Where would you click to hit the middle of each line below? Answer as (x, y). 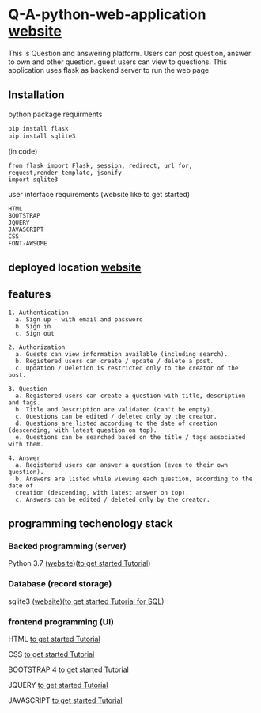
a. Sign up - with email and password (79, 319)
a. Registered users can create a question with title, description (130, 396)
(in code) (23, 151)
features (30, 294)
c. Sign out (35, 333)
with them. (26, 444)
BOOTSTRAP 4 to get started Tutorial (68, 669)
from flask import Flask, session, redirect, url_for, (100, 165)
